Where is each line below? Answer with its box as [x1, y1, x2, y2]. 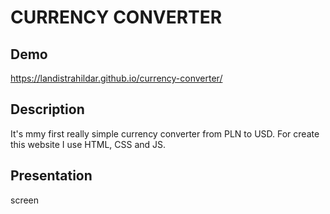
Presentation [10, 167, 93, 185]
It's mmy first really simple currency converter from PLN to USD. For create [10, 127, 320, 140]
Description [10, 101, 85, 118]
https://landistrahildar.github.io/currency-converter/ [10, 72, 223, 84]
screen [10, 194, 40, 206]
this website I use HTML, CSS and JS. [10, 138, 167, 150]
